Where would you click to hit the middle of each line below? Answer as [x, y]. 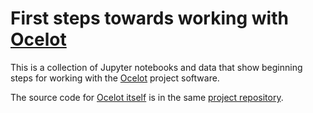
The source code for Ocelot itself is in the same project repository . [147, 97]
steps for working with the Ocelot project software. [115, 78]
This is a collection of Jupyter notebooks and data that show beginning [156, 67]
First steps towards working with [149, 18]
